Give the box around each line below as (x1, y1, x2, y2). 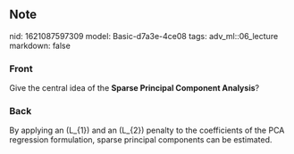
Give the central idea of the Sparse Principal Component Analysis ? (9, 83, 260, 93)
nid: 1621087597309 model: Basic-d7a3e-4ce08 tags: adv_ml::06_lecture (9, 30, 279, 41)
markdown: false (9, 40, 71, 51)
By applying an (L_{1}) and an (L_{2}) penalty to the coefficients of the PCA (9, 125, 285, 136)
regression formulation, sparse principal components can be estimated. (9, 134, 273, 145)
